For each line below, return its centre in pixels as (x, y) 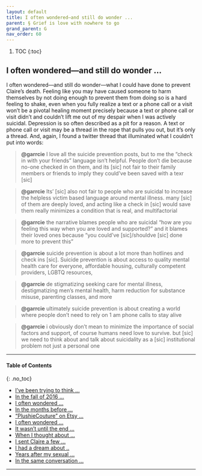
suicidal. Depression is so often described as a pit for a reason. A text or (96, 123)
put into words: (25, 142)
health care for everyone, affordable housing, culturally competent (103, 266)
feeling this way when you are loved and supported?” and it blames (104, 228)
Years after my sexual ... (45, 454)
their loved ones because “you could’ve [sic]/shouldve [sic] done (102, 235)
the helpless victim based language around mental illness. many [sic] (106, 198)
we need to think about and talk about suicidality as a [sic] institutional (108, 339)
